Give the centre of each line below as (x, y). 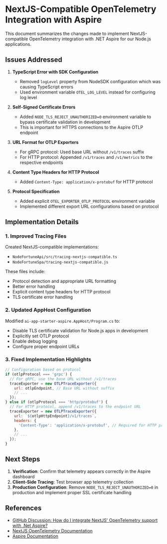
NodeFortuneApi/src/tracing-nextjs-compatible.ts (65, 257)
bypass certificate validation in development (65, 122)
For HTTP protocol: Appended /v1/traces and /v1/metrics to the (86, 157)
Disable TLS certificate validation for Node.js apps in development (80, 330)
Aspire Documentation (35, 536)
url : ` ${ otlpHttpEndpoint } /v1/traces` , (55, 416)
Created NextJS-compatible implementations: (52, 247)
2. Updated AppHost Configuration (48, 310)
